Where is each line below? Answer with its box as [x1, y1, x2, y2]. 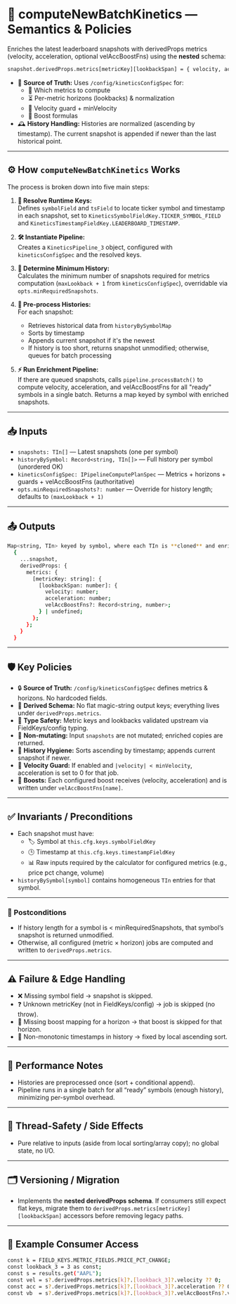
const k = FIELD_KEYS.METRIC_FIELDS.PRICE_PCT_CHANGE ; [7, 1257, 171, 1264]
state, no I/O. [17, 1146, 55, 1155]
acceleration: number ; [44, 595, 112, 602]
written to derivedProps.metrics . [17, 946, 112, 954]
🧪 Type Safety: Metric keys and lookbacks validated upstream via [17, 716, 209, 725]
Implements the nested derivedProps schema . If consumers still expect [17, 1196, 226, 1205]
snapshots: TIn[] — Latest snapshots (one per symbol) [17, 448, 179, 456]
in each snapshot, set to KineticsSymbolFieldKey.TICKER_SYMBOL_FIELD [17, 211, 221, 220]
